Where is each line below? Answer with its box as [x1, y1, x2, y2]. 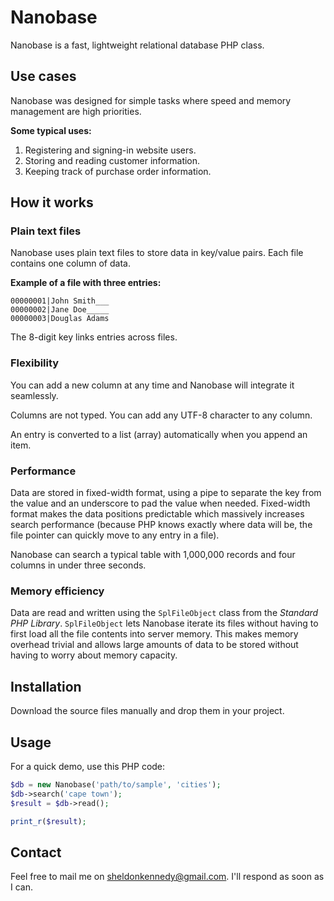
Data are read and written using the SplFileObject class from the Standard [10, 607, 319, 619]
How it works [10, 194, 94, 211]
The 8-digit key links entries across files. [10, 331, 178, 343]
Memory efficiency [10, 584, 105, 598]
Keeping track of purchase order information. [24, 165, 212, 177]
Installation [10, 678, 82, 695]
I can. [10, 881, 33, 893]
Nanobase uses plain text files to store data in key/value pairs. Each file [10, 247, 304, 259]
